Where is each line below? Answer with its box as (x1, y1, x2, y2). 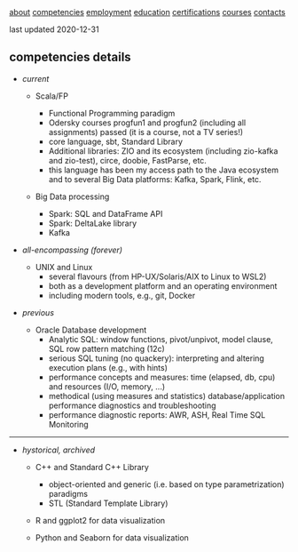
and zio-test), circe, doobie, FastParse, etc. (48, 155, 207, 165)
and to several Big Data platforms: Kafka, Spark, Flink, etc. (48, 173, 262, 184)
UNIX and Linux (35, 261, 93, 272)
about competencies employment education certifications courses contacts (9, 7, 286, 17)
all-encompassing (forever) (21, 244, 122, 255)
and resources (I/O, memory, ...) (48, 380, 166, 392)
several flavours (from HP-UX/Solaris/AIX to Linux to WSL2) (48, 271, 267, 282)
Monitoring (48, 419, 89, 429)
